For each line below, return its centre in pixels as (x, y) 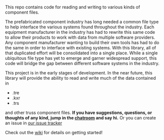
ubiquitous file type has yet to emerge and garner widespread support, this (81, 58)
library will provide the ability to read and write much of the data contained (81, 78)
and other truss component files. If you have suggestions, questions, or (79, 113)
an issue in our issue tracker (34, 123)
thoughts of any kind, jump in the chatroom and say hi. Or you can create (81, 118)
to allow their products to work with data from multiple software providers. (80, 37)
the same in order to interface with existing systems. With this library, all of (81, 48)
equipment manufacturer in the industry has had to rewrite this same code (80, 32)
